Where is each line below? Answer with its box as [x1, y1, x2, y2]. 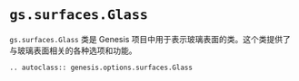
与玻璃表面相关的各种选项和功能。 [9, 45, 137, 56]
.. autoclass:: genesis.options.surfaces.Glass [9, 63, 194, 72]
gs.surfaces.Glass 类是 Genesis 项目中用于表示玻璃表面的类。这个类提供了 [9, 33, 291, 44]
